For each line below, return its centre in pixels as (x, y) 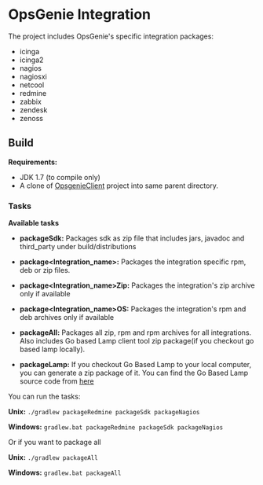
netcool (32, 85)
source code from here (57, 381)
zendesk (33, 110)
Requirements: (33, 162)
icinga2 (31, 60)
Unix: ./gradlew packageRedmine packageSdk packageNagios (104, 412)
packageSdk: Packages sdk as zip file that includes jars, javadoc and (132, 238)
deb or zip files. (45, 270)
